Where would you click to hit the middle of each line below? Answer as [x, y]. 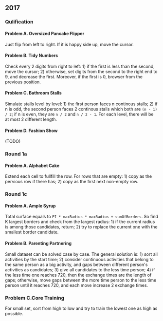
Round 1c [16, 194]
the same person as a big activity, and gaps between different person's [76, 264]
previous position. [23, 82]
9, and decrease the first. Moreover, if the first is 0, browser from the [74, 76]
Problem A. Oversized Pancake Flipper [45, 33]
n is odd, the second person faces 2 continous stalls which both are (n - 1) [81, 109]
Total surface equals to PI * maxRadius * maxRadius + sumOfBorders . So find [81, 217]
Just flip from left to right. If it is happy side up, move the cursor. [69, 44]
